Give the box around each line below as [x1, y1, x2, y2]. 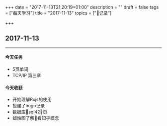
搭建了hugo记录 [12, 103, 45, 109]
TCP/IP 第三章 [12, 73, 41, 79]
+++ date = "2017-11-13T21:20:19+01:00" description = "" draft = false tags [5, 4, 159, 10]
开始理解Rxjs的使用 [12, 96, 52, 103]
